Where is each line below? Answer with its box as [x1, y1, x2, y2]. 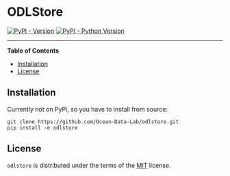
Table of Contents [7, 46, 60, 55]
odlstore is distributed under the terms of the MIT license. [7, 161, 171, 169]
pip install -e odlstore [7, 124, 78, 131]
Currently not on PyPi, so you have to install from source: [7, 105, 168, 113]
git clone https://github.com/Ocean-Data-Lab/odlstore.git [7, 118, 179, 125]
